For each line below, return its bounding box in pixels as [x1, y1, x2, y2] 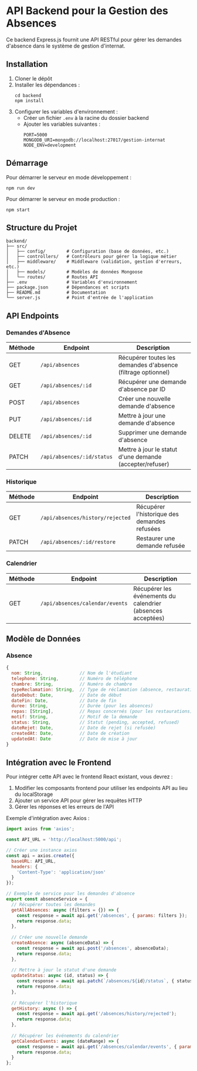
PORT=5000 [23, 132, 48, 138]
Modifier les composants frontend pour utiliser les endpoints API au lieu [14, 785, 188, 792]
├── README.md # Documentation [6, 290, 107, 296]
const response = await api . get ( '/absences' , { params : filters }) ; [16, 912, 188, 918]
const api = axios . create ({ [6, 852, 75, 859]
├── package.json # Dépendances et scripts [6, 285, 130, 290]
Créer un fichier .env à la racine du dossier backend [23, 114, 150, 121]
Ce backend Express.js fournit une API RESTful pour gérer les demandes [6, 36, 182, 43]
